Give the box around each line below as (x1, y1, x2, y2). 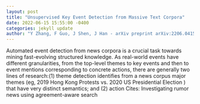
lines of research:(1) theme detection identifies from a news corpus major (6, 73, 186, 80)
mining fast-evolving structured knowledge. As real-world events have (6, 53, 179, 61)
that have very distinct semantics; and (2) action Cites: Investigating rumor (6, 85, 189, 92)
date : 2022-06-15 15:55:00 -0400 (6, 20, 89, 26)
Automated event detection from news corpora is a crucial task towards (6, 47, 182, 54)
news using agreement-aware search (6, 92, 98, 99)
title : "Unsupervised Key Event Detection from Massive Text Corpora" (6, 14, 185, 20)
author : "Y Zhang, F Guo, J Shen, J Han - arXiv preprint (6, 31, 153, 37)
